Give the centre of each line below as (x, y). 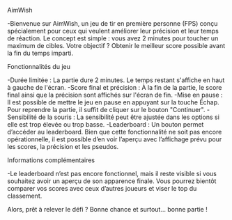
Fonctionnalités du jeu (39, 66)
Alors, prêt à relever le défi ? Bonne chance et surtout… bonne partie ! (107, 209)
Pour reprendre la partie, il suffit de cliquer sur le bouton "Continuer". (106, 110)
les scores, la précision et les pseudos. (63, 147)
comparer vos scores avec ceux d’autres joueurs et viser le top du (102, 188)
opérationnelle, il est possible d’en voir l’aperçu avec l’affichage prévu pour (115, 139)
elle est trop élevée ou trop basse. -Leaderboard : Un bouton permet (106, 124)
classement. (25, 196)
